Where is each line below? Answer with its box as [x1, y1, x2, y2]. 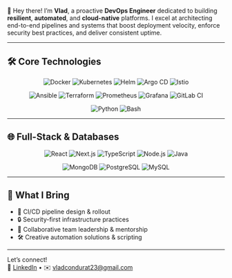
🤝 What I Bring [7, 189, 70, 201]
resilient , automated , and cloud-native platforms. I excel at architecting [7, 14, 213, 22]
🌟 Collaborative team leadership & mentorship [17, 225, 148, 234]
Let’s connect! [7, 256, 48, 264]
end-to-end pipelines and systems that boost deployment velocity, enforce [7, 21, 220, 29]
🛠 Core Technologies [7, 56, 101, 68]
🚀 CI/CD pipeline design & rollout [17, 207, 110, 216]
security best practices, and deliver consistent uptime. [7, 28, 162, 37]
